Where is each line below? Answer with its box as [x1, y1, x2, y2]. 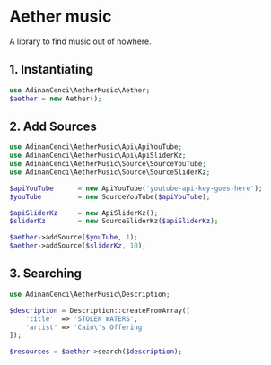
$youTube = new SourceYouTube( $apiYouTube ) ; [9, 192, 211, 201]
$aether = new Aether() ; [9, 94, 102, 103]
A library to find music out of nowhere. [9, 36, 153, 47]
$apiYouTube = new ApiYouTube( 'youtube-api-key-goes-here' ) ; [9, 184, 263, 193]
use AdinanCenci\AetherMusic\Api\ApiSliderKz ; [9, 151, 187, 161]
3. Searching [9, 266, 83, 282]
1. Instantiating [9, 62, 94, 77]
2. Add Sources [9, 118, 97, 134]
